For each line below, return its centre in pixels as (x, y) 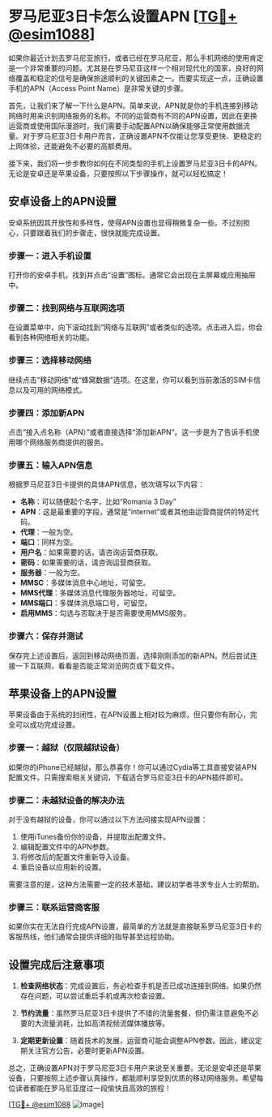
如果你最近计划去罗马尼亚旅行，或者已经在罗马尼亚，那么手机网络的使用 (129, 58)
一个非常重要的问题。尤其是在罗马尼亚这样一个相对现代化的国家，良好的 (136, 68)
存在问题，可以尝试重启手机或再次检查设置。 (95, 996)
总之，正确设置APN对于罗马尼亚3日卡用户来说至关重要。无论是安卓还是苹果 (135, 1068)
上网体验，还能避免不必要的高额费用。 (72, 146)
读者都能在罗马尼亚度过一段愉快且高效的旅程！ (93, 1089)
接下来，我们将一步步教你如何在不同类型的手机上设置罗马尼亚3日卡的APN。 (135, 163)
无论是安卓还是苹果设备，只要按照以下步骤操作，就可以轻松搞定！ (118, 173)
